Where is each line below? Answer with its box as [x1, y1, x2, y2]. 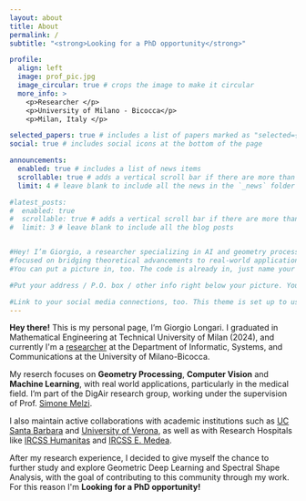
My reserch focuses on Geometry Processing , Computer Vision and [9, 369, 269, 380]
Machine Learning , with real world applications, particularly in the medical [9, 379, 290, 390]
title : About [9, 22, 59, 31]
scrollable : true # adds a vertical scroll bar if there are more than [17, 172, 296, 182]
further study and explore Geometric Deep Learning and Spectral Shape [9, 462, 280, 474]
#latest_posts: [9, 198, 67, 207]
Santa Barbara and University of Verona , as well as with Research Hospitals [9, 425, 293, 436]
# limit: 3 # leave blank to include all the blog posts [9, 223, 234, 232]
